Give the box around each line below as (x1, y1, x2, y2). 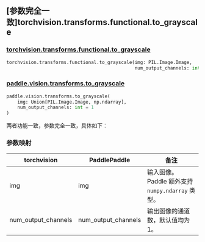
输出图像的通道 (146, 207, 190, 215)
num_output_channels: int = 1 (17, 104, 95, 111)
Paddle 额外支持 (146, 177, 193, 185)
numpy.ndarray (146, 187, 188, 194)
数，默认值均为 (146, 216, 190, 224)
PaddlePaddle (89, 155, 131, 164)
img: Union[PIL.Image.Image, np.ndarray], (17, 99, 127, 105)
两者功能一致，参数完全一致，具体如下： (6, 122, 108, 129)
